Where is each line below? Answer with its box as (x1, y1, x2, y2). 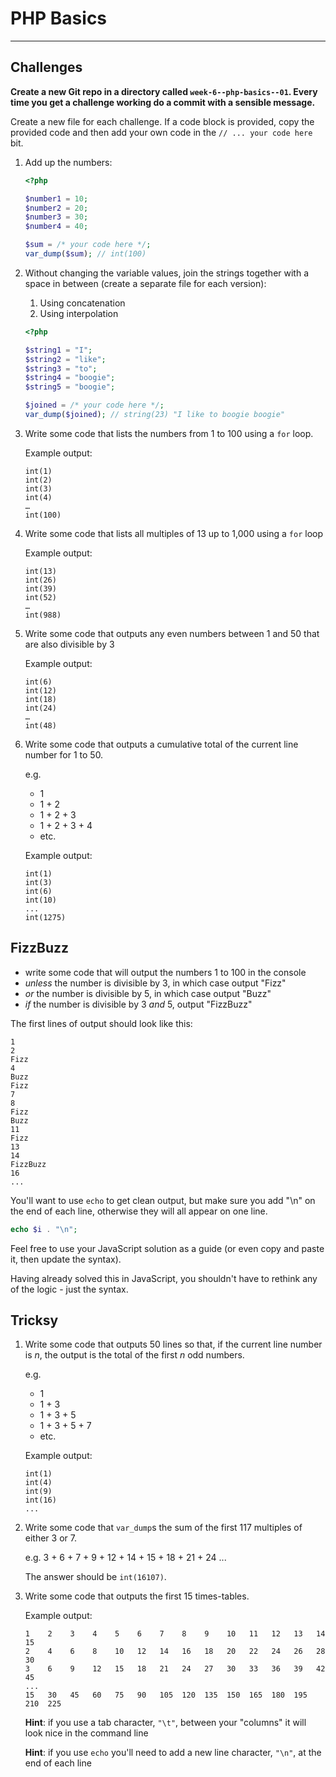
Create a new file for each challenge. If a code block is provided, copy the (10, 115, 315, 127)
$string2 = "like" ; (24, 354, 107, 364)
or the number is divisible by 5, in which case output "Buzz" (24, 987, 272, 999)
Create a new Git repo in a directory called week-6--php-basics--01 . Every (10, 85, 318, 97)
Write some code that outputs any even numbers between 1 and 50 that (24, 627, 320, 639)
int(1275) (24, 912, 67, 922)
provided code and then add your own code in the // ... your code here (10, 126, 313, 138)
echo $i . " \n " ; (10, 1224, 78, 1234)
